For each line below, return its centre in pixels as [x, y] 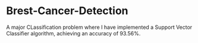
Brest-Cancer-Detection [67, 11]
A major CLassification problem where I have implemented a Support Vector [99, 27]
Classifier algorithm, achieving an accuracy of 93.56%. [73, 33]
